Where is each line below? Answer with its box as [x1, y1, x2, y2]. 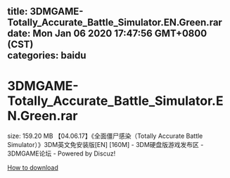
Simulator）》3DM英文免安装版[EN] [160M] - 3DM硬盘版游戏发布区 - [7, 141, 204, 149]
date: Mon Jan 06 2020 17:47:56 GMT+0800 [7, 27, 207, 39]
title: [7, 6, 28, 18]
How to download [7, 163, 58, 172]
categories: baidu [7, 49, 87, 62]
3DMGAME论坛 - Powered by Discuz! [7, 149, 116, 158]
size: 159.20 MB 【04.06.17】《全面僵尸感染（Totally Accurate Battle [7, 132, 203, 140]
